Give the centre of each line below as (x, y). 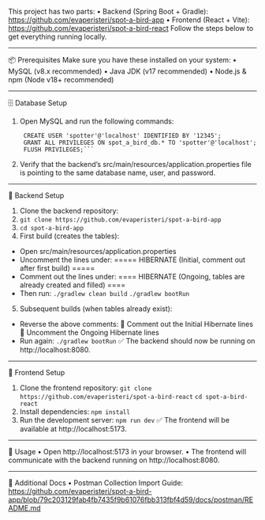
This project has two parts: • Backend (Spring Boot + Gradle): (108, 11)
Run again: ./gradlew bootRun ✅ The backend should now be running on (137, 341)
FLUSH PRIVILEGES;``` (59, 150)
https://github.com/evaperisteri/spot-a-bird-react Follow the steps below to (131, 28)
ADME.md (24, 508)
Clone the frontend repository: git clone (86, 388)
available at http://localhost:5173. (73, 429)
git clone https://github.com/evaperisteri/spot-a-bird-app (120, 220)
